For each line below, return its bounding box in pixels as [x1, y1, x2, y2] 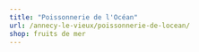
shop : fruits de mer [9, 29, 87, 38]
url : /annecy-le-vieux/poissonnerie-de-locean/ [9, 21, 191, 30]
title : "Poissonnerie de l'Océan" [9, 12, 139, 22]
